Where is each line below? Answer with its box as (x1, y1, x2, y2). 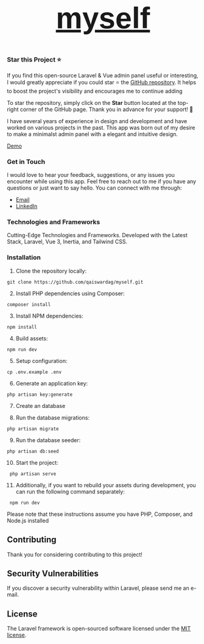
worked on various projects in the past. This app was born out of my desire (7, 124, 195, 131)
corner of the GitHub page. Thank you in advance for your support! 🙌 (19, 106, 194, 113)
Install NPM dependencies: (15, 312, 84, 320)
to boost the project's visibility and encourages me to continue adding (7, 87, 183, 95)
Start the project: (15, 459, 58, 466)
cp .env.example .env (7, 369, 62, 375)
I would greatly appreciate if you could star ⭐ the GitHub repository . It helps (7, 78, 197, 86)
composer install (7, 301, 51, 307)
